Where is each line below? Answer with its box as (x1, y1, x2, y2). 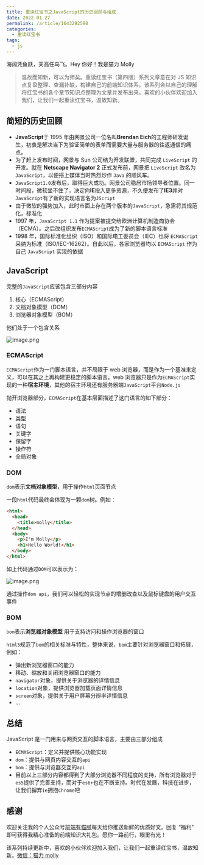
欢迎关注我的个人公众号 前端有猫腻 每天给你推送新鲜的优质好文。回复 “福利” (6, 823, 194, 830)
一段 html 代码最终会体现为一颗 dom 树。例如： (6, 496, 117, 503)
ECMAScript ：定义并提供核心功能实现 (15, 748, 107, 756)
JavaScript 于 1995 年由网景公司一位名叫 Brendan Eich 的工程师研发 (15, 133, 184, 140)
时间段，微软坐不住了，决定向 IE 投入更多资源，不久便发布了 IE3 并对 (15, 187, 183, 194)
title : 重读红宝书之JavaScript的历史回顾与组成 (6, 9, 117, 15)
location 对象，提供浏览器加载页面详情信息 (15, 684, 123, 692)
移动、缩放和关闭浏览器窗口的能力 (15, 669, 101, 677)
